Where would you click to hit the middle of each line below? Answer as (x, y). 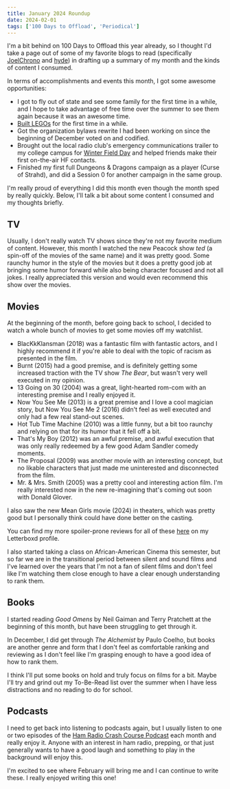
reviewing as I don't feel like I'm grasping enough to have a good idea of (109, 654)
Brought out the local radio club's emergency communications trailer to (117, 146)
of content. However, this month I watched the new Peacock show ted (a (110, 248)
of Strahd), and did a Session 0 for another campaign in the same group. (119, 175)
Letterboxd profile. (33, 538)
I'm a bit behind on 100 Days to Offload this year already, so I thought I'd (109, 46)
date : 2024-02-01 (32, 20)
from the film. (36, 475)
